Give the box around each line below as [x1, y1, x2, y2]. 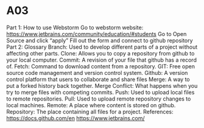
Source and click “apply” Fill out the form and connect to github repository [6, 37, 193, 44]
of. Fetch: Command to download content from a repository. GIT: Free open [6, 62, 195, 70]
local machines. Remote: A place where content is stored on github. [6, 101, 176, 108]
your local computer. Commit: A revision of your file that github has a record [6, 56, 197, 63]
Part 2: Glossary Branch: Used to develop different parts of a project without [6, 43, 198, 51]
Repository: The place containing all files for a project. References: [6, 108, 174, 115]
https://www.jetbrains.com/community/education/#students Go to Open [6, 30, 187, 37]
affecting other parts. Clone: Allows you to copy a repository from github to [6, 49, 195, 57]
